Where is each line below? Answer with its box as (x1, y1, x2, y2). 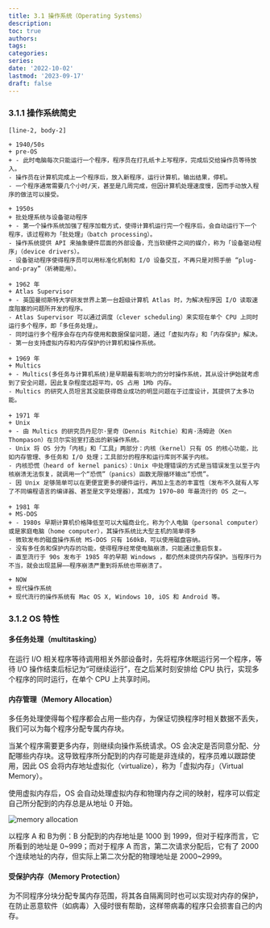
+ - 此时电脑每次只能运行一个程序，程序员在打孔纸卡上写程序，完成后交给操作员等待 (8, 156, 251, 164)
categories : (8, 49, 48, 57)
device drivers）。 (23, 247, 83, 255)
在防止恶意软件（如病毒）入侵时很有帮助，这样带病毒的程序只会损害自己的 (8, 901, 255, 911)
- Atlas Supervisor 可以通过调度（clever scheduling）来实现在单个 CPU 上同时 (8, 313, 259, 321)
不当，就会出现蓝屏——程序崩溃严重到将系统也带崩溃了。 (8, 561, 166, 569)
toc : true (8, 27, 42, 35)
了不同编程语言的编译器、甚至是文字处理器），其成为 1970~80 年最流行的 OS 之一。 (8, 487, 251, 495)
